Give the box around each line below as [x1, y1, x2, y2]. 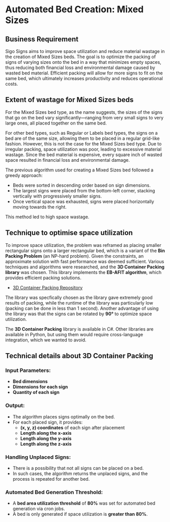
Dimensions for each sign [12, 384, 68, 390]
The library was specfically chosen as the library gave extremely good [5, 294, 153, 301]
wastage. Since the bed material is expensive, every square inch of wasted [5, 152, 162, 158]
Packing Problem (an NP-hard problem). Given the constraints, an [5, 253, 144, 259]
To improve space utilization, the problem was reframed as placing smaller [5, 242, 161, 248]
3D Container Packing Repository [12, 284, 83, 290]
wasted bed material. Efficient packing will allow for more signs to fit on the [5, 70, 163, 76]
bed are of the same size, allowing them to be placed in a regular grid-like [5, 135, 160, 141]
